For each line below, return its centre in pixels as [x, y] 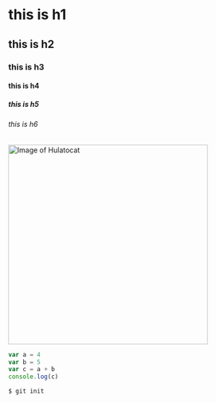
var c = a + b [32, 369]
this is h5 [24, 104]
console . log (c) [33, 377]
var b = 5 [25, 362]
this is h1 [37, 15]
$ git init [26, 391]
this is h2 [31, 44]
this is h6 [23, 124]
